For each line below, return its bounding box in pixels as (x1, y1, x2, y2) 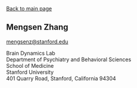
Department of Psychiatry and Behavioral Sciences (6, 56, 132, 63)
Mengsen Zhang (6, 22, 68, 32)
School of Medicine (6, 62, 54, 69)
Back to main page (6, 5, 52, 12)
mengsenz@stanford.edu (6, 38, 68, 45)
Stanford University (6, 68, 54, 76)
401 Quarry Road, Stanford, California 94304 (6, 74, 116, 82)
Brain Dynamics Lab (6, 49, 55, 56)
